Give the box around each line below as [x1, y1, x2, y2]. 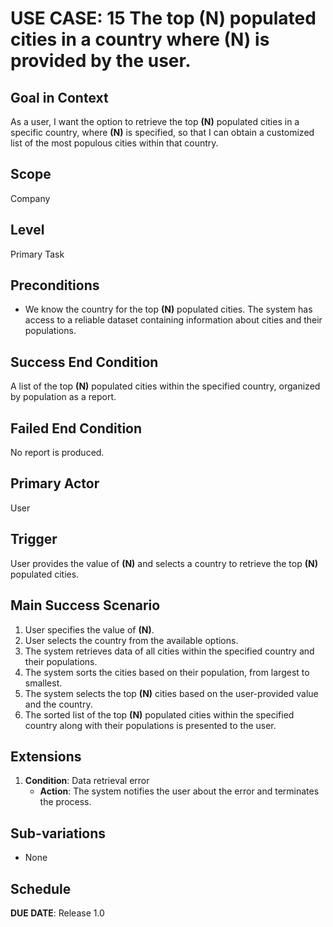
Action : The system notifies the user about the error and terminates [39, 785, 320, 797]
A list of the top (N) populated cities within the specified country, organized [10, 380, 321, 392]
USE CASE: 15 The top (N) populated [10, 7, 317, 30]
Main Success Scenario [10, 597, 161, 614]
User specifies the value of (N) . [24, 623, 155, 636]
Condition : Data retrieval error [24, 775, 150, 787]
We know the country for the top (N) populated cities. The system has [24, 303, 313, 316]
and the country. [24, 698, 93, 710]
